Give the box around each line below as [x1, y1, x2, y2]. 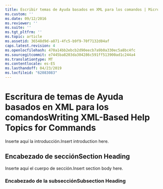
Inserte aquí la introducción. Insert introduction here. [5, 138, 109, 144]
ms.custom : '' [5, 12, 34, 17]
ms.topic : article [5, 34, 42, 39]
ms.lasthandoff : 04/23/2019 [5, 66, 62, 71]
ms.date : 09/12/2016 [5, 16, 47, 21]
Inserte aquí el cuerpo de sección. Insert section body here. [5, 165, 124, 171]
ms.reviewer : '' [5, 20, 38, 26]
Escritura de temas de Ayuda [5, 91, 124, 103]
